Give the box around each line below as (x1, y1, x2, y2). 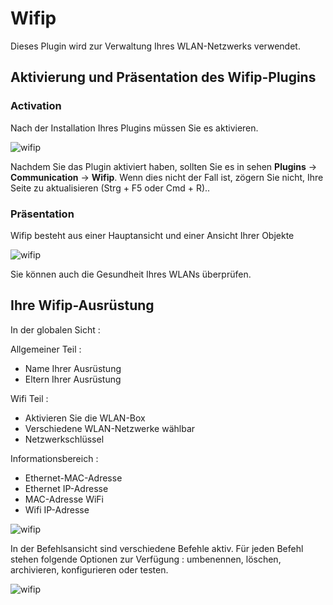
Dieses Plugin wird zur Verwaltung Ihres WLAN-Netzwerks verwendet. (10, 40, 301, 52)
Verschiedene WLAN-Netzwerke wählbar (24, 422, 196, 434)
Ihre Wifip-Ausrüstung (10, 297, 155, 314)
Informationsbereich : (10, 452, 99, 464)
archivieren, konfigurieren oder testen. (10, 563, 169, 576)
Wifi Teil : (10, 392, 49, 404)
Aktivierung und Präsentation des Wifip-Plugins (10, 69, 317, 86)
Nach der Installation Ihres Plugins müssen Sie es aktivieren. (10, 122, 259, 134)
